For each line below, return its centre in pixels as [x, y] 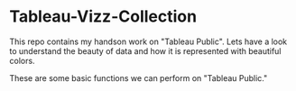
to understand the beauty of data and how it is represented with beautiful [145, 50]
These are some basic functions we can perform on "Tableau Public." [139, 77]
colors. [22, 60]
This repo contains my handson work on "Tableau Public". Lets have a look [148, 41]
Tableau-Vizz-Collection [103, 17]
